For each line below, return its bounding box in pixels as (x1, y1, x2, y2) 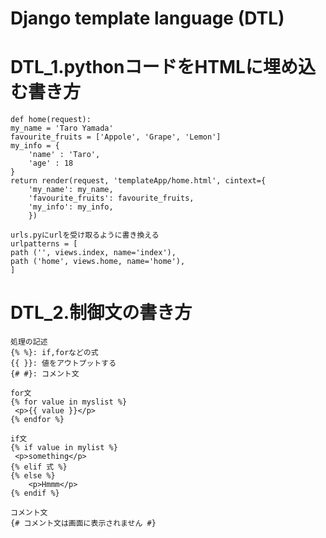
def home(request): (10, 115, 92, 125)
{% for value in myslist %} (10, 397, 128, 407)
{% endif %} (10, 488, 60, 499)
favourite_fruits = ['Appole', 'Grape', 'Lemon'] (10, 132, 222, 142)
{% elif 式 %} (10, 462, 68, 472)
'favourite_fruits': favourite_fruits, (28, 193, 195, 204)
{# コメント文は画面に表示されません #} (10, 518, 157, 529)
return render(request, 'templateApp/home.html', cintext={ (10, 176, 267, 186)
